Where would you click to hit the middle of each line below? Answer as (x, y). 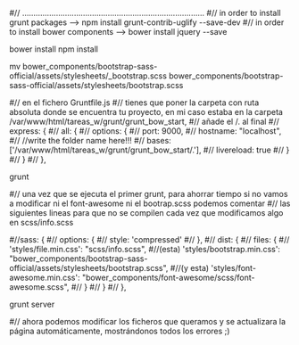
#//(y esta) (190, 268)
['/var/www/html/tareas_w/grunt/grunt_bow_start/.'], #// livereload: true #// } (149, 150)
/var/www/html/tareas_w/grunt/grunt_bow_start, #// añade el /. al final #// (144, 121)
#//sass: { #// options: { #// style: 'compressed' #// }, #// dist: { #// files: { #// (149, 239)
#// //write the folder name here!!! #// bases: (90, 140)
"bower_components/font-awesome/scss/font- (168, 277)
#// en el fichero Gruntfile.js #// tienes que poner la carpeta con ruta (134, 103)
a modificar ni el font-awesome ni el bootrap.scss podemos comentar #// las (150, 203)
